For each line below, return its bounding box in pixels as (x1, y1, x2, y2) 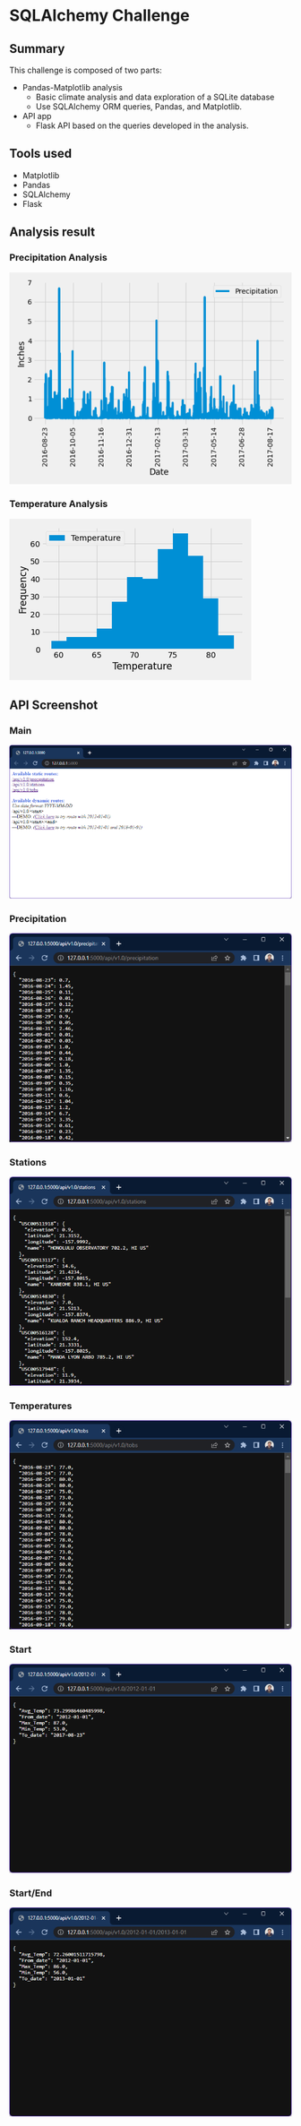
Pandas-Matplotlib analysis (21, 82, 123, 92)
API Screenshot (9, 698, 99, 713)
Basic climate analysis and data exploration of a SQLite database (35, 91, 275, 102)
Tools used (9, 146, 73, 161)
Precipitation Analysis (9, 252, 107, 264)
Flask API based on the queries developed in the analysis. (35, 120, 249, 131)
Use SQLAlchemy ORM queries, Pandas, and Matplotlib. (35, 101, 243, 112)
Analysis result (9, 225, 96, 240)
